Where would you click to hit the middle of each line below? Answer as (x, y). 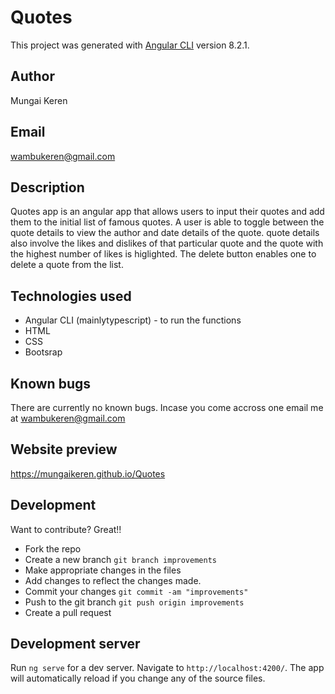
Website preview (64, 449)
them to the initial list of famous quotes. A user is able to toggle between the (167, 222)
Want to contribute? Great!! (66, 529)
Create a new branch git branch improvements (120, 559)
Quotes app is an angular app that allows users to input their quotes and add (167, 212)
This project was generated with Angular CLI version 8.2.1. (130, 45)
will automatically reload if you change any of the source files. (138, 678)
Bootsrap (43, 352)
